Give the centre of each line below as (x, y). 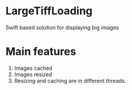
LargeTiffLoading (49, 11)
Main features (41, 52)
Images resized (33, 74)
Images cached (33, 68)
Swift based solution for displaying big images (62, 27)
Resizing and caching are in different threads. (70, 80)
